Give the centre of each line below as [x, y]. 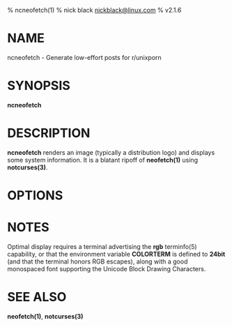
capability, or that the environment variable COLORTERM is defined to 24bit [116, 254]
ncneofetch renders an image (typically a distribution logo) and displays [111, 152]
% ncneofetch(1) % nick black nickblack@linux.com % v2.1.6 [94, 10]
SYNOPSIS [39, 86]
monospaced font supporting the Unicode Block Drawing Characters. [107, 268]
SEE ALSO [37, 297]
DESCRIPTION [49, 134]
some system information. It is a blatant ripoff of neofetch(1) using [103, 160]
